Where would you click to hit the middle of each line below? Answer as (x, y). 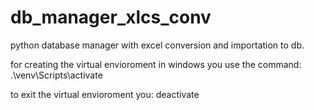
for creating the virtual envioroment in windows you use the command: (156, 64)
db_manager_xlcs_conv (111, 17)
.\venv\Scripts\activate (56, 75)
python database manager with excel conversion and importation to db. (157, 45)
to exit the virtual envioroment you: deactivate (105, 94)
